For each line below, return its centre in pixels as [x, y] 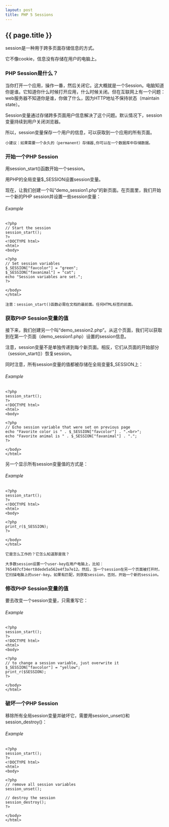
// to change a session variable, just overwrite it [62, 663]
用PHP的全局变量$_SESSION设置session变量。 [54, 179]
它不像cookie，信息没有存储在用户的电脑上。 [53, 59]
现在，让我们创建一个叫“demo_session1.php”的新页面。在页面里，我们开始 [83, 190]
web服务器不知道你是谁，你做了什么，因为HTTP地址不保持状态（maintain [82, 98]
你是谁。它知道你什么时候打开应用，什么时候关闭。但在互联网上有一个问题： [85, 91]
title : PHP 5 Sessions [29, 15]
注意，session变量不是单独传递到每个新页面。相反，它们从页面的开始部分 [82, 347]
